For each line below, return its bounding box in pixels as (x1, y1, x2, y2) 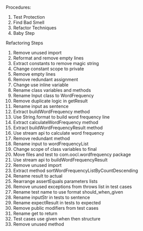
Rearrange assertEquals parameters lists (13, 179, 98, 184)
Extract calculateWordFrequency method (13, 120, 99, 125)
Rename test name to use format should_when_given (13, 189, 123, 195)
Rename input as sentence (13, 103, 69, 109)
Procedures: (6, 5, 32, 10)
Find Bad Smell (13, 20, 44, 25)
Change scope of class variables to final (13, 146, 97, 152)
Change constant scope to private (13, 66, 84, 72)
